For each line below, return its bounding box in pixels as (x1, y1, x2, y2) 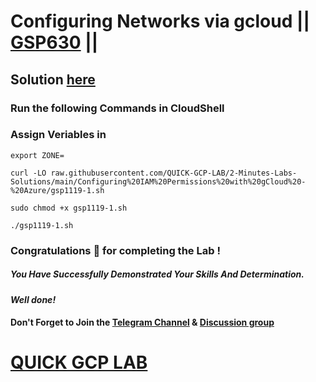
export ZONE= (10, 150, 65, 160)
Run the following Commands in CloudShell (10, 101, 225, 115)
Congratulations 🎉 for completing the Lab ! (10, 243, 221, 257)
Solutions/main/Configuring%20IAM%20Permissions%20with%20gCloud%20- (10, 176, 307, 187)
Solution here (10, 71, 96, 88)
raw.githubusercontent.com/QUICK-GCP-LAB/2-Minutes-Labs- (50, 168, 298, 178)
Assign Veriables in (10, 128, 107, 142)
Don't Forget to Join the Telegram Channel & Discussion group (10, 316, 275, 329)
